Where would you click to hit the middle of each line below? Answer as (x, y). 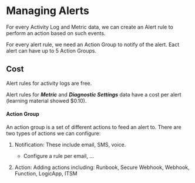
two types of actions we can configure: (53, 133)
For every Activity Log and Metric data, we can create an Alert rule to (90, 27)
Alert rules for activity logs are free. (49, 83)
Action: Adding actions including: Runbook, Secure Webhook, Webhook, (102, 167)
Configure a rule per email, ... (58, 156)
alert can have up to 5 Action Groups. (51, 50)
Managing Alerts (48, 11)
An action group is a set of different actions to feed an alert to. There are (94, 127)
